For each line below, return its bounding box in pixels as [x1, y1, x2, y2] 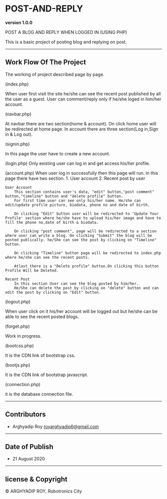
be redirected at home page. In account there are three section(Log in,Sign [5, 126, 159, 132]
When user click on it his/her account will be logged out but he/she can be [5, 308, 158, 314]
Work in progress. [5, 333, 42, 339]
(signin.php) [5, 141, 30, 147]
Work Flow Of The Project [5, 58, 86, 66]
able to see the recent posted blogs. [5, 313, 80, 320]
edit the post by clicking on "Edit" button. [5, 290, 101, 295]
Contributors [5, 410, 46, 419]
